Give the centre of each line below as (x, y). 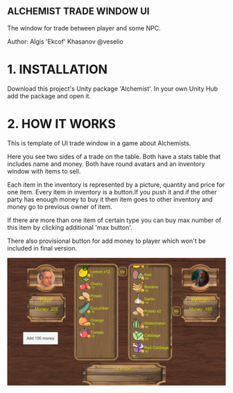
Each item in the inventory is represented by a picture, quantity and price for (116, 184)
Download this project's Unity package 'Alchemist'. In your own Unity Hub (113, 89)
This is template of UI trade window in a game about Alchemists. (99, 143)
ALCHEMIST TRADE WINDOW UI (78, 11)
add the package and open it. (49, 95)
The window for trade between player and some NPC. (84, 28)
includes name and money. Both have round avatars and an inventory (106, 164)
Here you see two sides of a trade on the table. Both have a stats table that (114, 156)
